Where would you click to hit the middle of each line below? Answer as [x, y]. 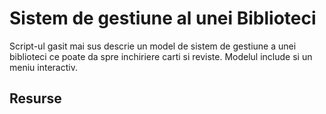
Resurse [35, 98]
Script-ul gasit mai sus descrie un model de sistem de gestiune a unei [153, 46]
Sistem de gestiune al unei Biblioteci [163, 18]
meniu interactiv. [43, 67]
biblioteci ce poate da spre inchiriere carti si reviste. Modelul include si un [161, 56]
